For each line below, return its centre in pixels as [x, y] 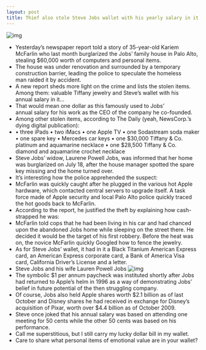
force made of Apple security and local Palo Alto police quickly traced [103, 197]
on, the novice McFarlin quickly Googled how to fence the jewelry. [99, 242]
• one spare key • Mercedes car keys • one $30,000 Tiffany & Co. [99, 138]
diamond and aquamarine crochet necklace [70, 151]
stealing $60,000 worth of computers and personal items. [88, 60]
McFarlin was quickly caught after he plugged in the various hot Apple [104, 184]
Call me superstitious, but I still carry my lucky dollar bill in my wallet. [102, 333]
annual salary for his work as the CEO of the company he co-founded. [104, 112]
